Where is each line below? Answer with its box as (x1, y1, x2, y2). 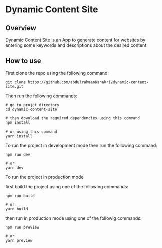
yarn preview (5, 238, 33, 243)
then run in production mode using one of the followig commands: (5, 215, 142, 221)
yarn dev (5, 165, 24, 170)
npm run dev (5, 152, 30, 157)
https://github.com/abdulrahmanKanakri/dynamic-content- (27, 79, 149, 85)
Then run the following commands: (5, 93, 78, 99)
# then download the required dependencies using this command (5, 115, 140, 121)
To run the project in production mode (5, 174, 84, 180)
